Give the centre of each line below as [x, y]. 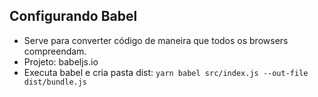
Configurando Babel [73, 16]
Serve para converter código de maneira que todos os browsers [156, 40]
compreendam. [55, 51]
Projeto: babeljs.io [61, 61]
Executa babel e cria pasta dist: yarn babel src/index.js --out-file [166, 72]
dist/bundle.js [55, 82]
